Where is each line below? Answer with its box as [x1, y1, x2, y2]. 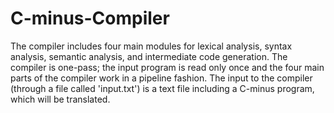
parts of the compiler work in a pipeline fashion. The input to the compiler [10, 72, 313, 84]
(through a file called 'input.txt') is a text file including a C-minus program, [10, 82, 315, 94]
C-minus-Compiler [10, 7, 170, 30]
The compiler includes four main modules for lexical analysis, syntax [10, 40, 293, 52]
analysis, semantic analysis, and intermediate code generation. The [10, 50, 288, 62]
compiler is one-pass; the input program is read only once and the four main [10, 61, 325, 73]
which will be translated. [10, 93, 111, 105]
